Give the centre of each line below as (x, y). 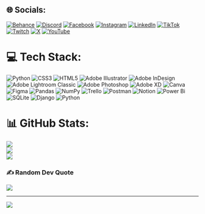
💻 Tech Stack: (44, 57)
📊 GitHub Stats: (48, 123)
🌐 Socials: (26, 10)
